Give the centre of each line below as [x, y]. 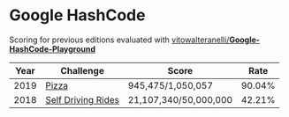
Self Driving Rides [82, 99]
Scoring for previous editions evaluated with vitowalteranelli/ [119, 40]
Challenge [82, 70]
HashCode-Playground [52, 48]
